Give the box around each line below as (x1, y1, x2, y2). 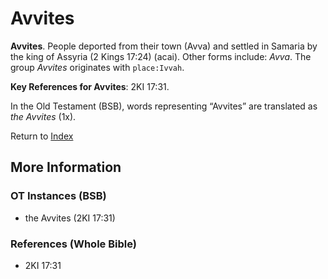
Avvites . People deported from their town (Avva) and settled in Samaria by (10, 40, 318, 52)
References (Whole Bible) (10, 237, 137, 251)
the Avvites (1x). (10, 110, 77, 122)
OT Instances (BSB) (10, 189, 107, 203)
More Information (10, 159, 122, 176)
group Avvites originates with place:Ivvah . (10, 61, 185, 73)
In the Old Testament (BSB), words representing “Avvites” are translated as (10, 100, 318, 112)
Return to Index (10, 130, 74, 142)
